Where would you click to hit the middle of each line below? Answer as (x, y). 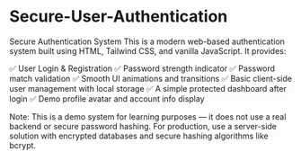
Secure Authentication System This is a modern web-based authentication (147, 41)
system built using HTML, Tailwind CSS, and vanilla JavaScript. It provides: (148, 50)
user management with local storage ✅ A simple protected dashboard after (148, 88)
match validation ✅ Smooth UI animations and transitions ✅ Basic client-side (150, 78)
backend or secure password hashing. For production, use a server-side (143, 126)
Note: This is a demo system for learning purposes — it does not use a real (148, 116)
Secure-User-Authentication (119, 17)
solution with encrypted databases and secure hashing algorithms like (139, 136)
